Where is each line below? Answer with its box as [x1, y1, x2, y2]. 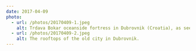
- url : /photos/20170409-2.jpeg [11, 30, 90, 36]
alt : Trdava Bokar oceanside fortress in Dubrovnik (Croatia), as [16, 25, 181, 31]
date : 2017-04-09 [6, 8, 48, 15]
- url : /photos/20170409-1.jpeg [11, 19, 90, 25]
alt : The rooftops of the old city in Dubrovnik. [16, 36, 140, 42]
